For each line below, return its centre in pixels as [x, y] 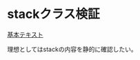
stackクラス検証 [53, 14]
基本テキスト [25, 34]
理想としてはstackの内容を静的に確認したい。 [72, 49]
